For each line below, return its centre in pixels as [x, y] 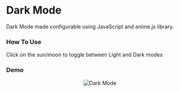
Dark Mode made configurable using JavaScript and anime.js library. [90, 27]
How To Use [24, 42]
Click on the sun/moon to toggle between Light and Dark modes [85, 55]
